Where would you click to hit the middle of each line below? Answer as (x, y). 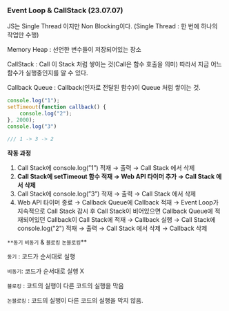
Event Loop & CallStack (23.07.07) (65, 10)
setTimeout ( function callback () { (57, 107)
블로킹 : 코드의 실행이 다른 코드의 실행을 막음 (66, 285)
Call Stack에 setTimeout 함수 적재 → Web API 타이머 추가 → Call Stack (116, 176)
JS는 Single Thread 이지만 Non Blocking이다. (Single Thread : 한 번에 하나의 (112, 26)
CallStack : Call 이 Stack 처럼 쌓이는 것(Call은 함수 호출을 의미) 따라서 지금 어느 (114, 64)
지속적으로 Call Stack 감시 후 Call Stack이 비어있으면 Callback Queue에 (115, 211)
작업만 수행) (23, 35)
